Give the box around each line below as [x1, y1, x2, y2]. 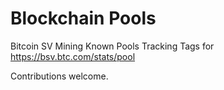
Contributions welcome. [10, 70, 109, 82]
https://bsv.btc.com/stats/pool [10, 50, 136, 62]
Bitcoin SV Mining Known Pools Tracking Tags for [10, 40, 215, 52]
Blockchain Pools [10, 7, 157, 30]
